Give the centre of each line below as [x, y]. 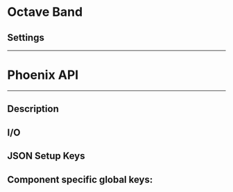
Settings [26, 38]
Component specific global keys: [80, 179]
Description [33, 109]
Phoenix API [43, 75]
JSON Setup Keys [46, 156]
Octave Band [45, 12]
